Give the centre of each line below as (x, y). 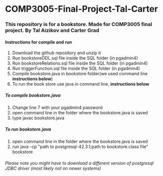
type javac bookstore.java (38, 118)
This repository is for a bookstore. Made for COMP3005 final (79, 24)
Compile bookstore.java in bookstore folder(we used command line (80, 74)
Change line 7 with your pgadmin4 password (57, 108)
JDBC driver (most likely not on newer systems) (53, 168)
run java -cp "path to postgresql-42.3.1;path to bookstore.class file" (80, 147)
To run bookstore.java (28, 129)
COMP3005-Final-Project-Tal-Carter (81, 9)
